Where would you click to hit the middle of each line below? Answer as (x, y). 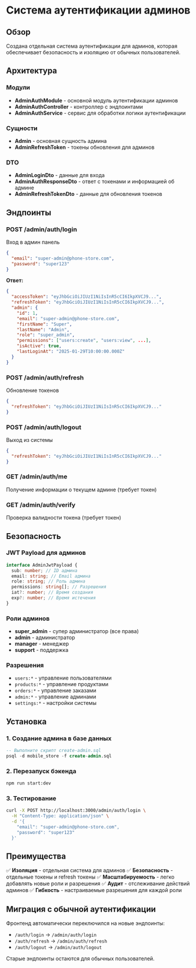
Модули (18, 88)
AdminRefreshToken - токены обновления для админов (84, 147)
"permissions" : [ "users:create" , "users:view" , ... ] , (84, 341)
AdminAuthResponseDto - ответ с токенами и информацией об (94, 182)
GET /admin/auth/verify (41, 505)
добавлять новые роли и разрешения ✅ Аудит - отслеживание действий (98, 884)
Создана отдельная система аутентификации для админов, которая (92, 46)
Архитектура (32, 71)
